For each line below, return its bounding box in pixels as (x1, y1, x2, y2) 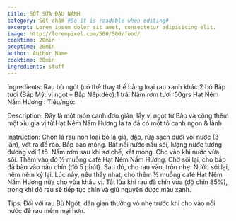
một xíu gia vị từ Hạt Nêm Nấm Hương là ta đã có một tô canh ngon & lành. (7, 118, 224, 127)
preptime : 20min (7, 43, 55, 50)
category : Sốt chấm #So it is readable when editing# (7, 17, 170, 24)
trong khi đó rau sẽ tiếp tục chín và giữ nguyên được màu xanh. (7, 185, 191, 193)
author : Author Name (7, 50, 69, 57)
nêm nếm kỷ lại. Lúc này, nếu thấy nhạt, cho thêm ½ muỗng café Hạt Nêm (7, 170, 223, 178)
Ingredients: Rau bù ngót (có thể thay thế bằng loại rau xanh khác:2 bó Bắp (7, 82, 226, 91)
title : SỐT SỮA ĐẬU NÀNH (7, 10, 81, 18)
